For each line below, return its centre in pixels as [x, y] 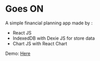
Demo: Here [18, 53]
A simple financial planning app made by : [49, 23]
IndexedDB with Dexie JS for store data [54, 38]
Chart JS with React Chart [40, 43]
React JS [22, 33]
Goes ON [25, 9]
